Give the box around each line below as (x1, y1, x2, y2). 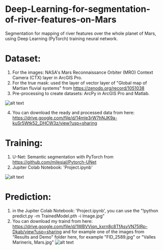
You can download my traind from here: (12, 218, 93, 224)
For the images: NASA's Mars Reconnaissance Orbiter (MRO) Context (12, 69, 154, 75)
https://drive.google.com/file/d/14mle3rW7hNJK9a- (12, 115, 117, 121)
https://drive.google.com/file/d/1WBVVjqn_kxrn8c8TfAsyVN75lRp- (12, 223, 148, 229)
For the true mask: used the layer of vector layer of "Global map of (12, 80, 147, 86)
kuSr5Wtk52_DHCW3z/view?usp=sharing (12, 120, 98, 126)
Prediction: (5, 192, 52, 202)
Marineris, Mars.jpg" (12, 239, 54, 245)
